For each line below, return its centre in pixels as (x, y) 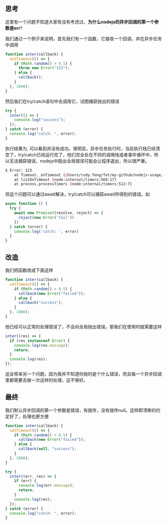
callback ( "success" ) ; (41, 303)
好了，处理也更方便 (29, 416)
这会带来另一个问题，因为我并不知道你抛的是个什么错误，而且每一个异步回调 (83, 374)
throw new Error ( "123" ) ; (44, 68)
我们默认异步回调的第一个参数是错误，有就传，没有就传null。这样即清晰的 (81, 410)
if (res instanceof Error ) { (40, 341)
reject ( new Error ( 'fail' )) (46, 218)
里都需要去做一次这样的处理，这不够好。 (46, 380)
